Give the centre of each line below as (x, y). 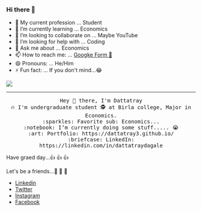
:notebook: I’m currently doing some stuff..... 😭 (101, 128)
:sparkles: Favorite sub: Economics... (101, 122)
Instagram (27, 196)
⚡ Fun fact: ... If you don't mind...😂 (58, 70)
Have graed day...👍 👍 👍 (38, 158)
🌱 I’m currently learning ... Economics (61, 29)
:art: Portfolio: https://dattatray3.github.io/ (101, 134)
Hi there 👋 (21, 10)
